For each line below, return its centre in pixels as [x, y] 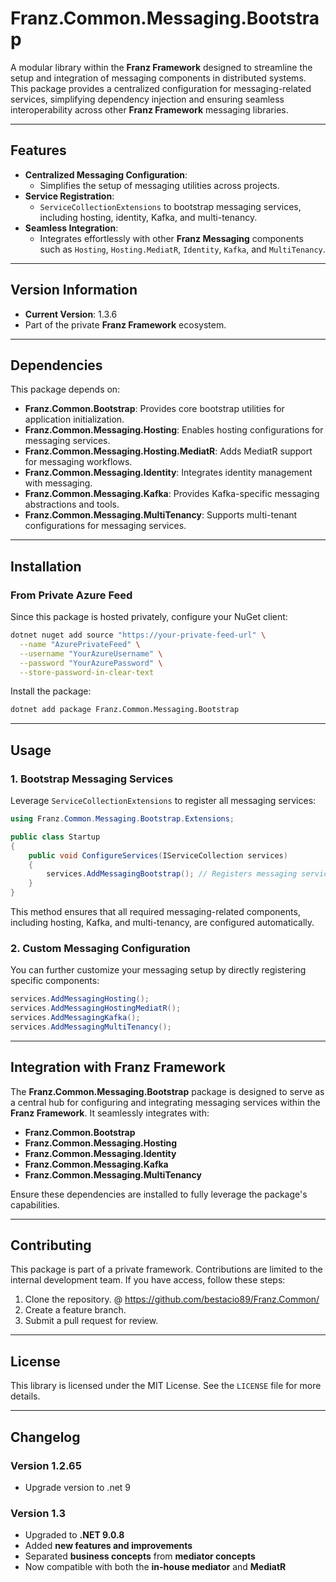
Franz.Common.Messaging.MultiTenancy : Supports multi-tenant [161, 515]
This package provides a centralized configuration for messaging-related [161, 88]
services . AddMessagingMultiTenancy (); [91, 1027]
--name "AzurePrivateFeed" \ [80, 644]
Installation [46, 566]
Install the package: [51, 691]
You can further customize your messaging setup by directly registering [158, 970]
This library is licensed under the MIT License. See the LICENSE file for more [166, 1386]
